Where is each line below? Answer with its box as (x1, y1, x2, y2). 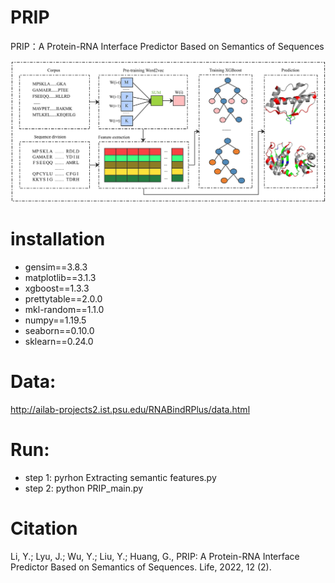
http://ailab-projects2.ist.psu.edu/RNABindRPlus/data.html (10, 403, 251, 415)
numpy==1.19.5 (24, 314, 87, 326)
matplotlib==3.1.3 (24, 271, 97, 283)
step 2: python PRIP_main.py (24, 482, 144, 494)
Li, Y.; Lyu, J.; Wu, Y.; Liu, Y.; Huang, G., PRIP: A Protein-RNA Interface (10, 550, 300, 562)
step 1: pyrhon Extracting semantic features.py (24, 471, 217, 483)
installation (10, 228, 106, 251)
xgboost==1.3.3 (24, 282, 90, 294)
